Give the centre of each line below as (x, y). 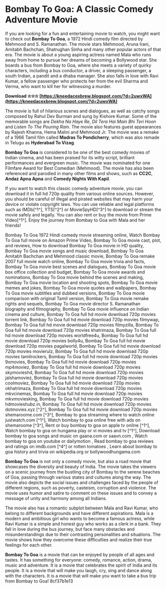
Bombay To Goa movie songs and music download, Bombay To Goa (74, 251)
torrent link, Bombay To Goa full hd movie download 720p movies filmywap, (83, 319)
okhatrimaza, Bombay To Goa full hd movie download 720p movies (74, 388)
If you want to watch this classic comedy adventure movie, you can (74, 188)
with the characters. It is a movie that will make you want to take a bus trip (81, 576)
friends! (13, 225)
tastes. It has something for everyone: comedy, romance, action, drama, (79, 560)
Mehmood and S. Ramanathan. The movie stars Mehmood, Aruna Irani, (78, 44)
